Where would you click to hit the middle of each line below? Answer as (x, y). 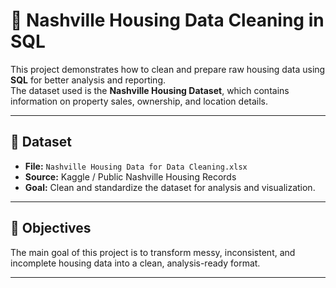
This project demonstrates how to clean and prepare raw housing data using (168, 69)
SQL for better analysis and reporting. (88, 80)
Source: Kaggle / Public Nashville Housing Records (130, 176)
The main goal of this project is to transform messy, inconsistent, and (153, 252)
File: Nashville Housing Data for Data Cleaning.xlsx (136, 166)
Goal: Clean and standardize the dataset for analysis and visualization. (170, 187)
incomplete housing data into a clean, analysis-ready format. (135, 263)
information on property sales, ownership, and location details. (139, 101)
